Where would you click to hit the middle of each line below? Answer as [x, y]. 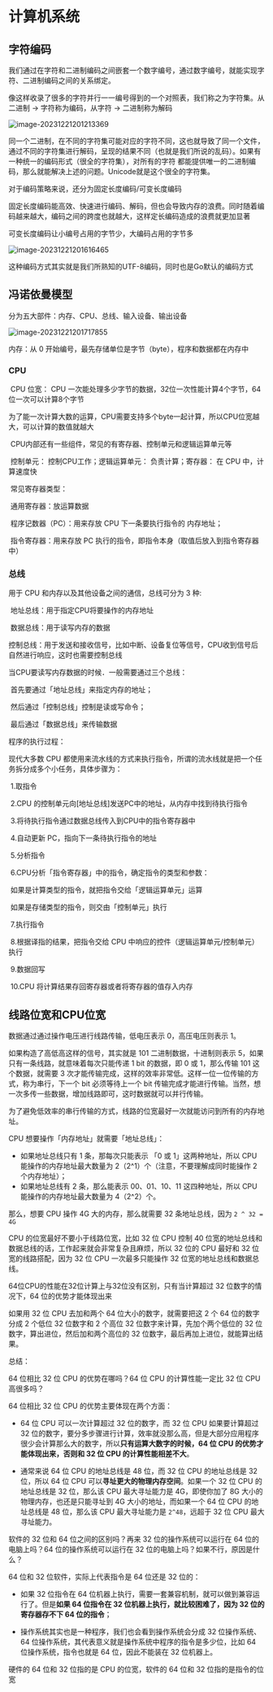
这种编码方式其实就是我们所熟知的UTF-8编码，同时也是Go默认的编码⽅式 [131, 266]
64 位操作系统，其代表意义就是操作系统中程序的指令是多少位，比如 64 [138, 1642]
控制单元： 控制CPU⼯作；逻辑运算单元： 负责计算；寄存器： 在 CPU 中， [134, 461]
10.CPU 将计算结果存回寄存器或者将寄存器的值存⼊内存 [102, 987]
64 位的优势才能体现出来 [71, 1296]
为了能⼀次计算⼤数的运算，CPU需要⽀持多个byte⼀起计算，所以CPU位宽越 [134, 416]
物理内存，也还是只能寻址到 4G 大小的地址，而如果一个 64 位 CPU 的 [136, 1502]
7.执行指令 [27, 925]
